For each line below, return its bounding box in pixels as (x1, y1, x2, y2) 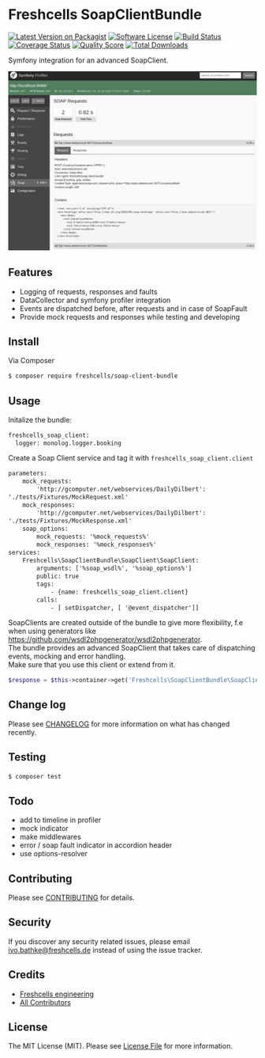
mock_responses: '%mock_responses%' (36, 540, 157, 548)
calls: (36, 596, 58, 604)
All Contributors (19, 997, 71, 1007)
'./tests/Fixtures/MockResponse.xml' (8, 517, 132, 525)
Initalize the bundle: (8, 415, 73, 424)
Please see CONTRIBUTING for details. (8, 893, 136, 902)
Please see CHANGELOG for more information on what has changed (8, 719, 230, 729)
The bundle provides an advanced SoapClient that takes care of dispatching (8, 643, 256, 652)
